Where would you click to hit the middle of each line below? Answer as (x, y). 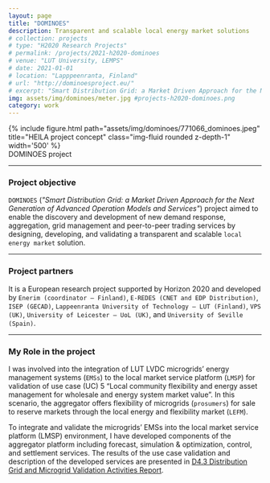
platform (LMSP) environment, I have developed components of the (120, 436)
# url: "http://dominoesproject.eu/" (72, 83)
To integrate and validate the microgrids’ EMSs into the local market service (133, 427)
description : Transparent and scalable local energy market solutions (129, 31)
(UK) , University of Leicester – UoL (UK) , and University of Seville (126, 314)
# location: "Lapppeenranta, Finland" (73, 76)
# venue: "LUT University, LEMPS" (66, 61)
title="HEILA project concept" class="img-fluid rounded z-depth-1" (119, 137)
